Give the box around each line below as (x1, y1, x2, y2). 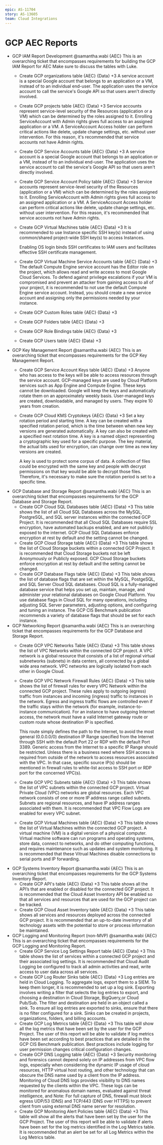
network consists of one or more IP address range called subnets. (19, 795, 151, 801)
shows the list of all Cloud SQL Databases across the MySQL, (19, 509, 142, 515)
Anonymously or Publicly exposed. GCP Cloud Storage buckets (19, 556, 146, 562)
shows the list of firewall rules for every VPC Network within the (19, 683, 147, 689)
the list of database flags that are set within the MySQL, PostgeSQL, (19, 576, 155, 582)
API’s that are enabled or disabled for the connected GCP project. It (19, 886, 154, 892)
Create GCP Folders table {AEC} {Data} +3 (19, 319, 104, 325)
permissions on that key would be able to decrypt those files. (19, 469, 142, 474)
